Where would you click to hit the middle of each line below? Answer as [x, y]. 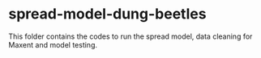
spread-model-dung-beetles [107, 14]
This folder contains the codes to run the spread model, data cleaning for [130, 36]
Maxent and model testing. [53, 44]
